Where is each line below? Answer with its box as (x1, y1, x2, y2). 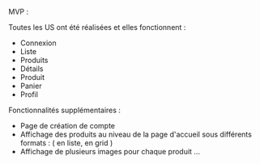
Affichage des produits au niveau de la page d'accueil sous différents (19, 129, 253, 139)
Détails (19, 64, 44, 74)
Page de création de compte (19, 121, 116, 130)
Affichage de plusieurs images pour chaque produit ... (19, 147, 201, 156)
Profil (19, 90, 39, 99)
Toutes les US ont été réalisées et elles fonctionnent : (8, 23, 186, 32)
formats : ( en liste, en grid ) (19, 138, 113, 148)
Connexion (19, 38, 57, 48)
